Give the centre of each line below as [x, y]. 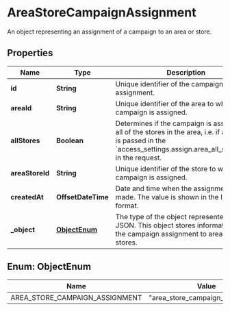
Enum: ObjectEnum [49, 267]
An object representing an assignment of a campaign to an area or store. [110, 32]
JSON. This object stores [155, 225]
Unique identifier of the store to [166, 169]
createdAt [27, 197]
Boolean [70, 140]
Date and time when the [154, 188]
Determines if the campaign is [164, 123]
